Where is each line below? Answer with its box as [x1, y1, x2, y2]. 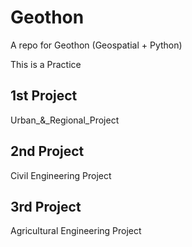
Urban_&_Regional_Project [10, 114, 120, 126]
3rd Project [10, 198, 82, 215]
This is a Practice [10, 58, 82, 70]
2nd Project [10, 143, 85, 160]
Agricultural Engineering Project [10, 225, 142, 237]
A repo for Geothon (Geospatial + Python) [10, 39, 183, 51]
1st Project [10, 87, 78, 105]
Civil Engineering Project [10, 169, 112, 181]
